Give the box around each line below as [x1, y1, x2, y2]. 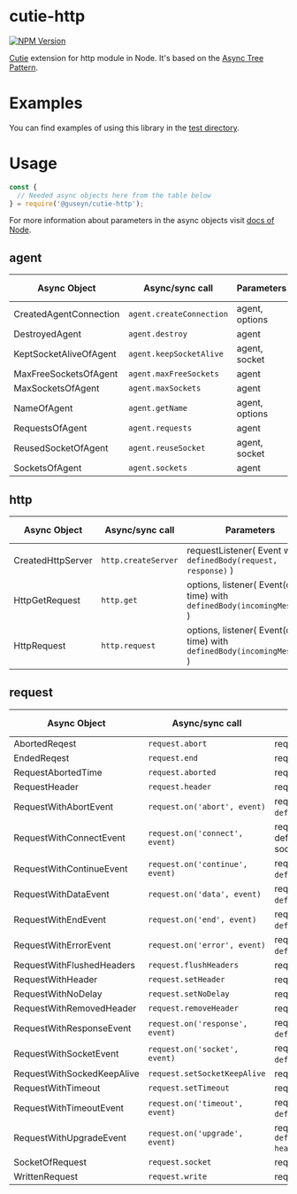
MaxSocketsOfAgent [13, 383, 100, 395]
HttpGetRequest [13, 594, 81, 607]
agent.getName [127, 403, 188, 414]
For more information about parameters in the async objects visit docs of [9, 215, 275, 226]
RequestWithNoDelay [13, 988, 103, 1000]
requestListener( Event [187, 545, 282, 557]
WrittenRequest [13, 1170, 79, 1182]
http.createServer [101, 555, 179, 566]
